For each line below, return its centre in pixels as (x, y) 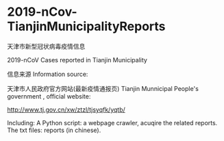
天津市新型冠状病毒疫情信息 (46, 46)
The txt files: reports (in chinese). (54, 130)
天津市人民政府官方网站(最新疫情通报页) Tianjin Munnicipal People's (103, 88)
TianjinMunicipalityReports (86, 26)
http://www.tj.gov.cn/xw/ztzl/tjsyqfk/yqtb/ (66, 110)
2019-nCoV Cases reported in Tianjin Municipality (77, 60)
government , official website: (49, 96)
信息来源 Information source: (48, 74)
